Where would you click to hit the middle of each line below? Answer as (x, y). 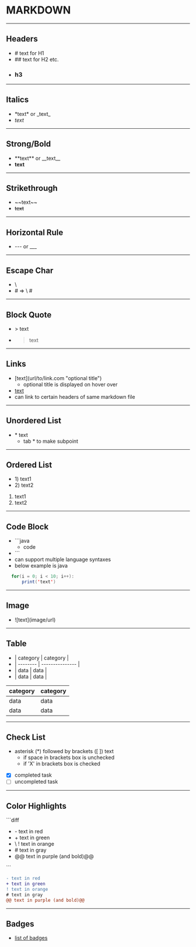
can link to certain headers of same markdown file (75, 396)
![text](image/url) (35, 620)
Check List (26, 737)
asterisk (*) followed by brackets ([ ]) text (64, 751)
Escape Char (30, 270)
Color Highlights (36, 806)
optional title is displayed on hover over (70, 384)
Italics (17, 100)
